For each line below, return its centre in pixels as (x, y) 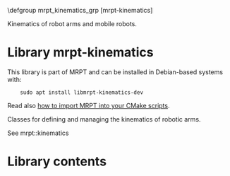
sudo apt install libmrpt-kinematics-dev (81, 92)
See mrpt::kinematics (38, 133)
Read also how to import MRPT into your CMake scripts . (89, 105)
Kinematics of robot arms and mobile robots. (72, 24)
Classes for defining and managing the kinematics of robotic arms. (104, 119)
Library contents (57, 162)
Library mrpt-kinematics (80, 53)
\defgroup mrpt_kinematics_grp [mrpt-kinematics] (80, 10)
